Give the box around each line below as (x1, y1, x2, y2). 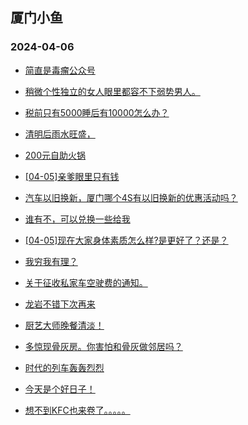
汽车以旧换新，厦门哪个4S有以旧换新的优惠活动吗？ (24, 191, 238, 203)
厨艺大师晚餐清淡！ (24, 319, 105, 331)
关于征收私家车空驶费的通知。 (24, 276, 148, 288)
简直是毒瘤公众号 (24, 64, 96, 76)
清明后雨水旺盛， (24, 128, 96, 140)
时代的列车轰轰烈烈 (24, 361, 105, 373)
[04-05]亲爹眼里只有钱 (24, 170, 120, 182)
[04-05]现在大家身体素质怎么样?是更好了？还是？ (24, 234, 229, 246)
